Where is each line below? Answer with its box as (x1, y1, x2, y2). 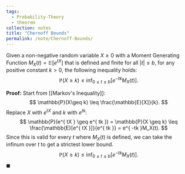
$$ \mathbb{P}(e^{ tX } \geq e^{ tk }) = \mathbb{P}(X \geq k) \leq (19, 118, 178, 125)
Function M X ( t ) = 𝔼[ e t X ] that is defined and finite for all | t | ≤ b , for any (6, 58, 175, 67)
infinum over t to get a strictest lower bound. (6, 141, 113, 148)
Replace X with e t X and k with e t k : (6, 108, 88, 116)
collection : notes (6, 25, 51, 31)
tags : (6, 8, 19, 15)
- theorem (11, 19, 35, 25)
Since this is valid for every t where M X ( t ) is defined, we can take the (6, 133, 172, 142)
